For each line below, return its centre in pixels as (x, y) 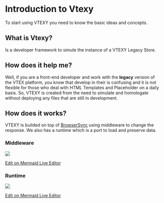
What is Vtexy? (29, 38)
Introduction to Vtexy (49, 9)
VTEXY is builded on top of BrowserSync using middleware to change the (80, 125)
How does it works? (36, 113)
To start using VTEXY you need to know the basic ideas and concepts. (76, 23)
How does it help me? (39, 65)
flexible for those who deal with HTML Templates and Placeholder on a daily (82, 87)
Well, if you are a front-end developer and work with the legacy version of (80, 77)
